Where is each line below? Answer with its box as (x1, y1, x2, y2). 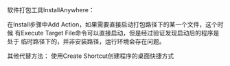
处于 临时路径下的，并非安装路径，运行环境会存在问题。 (7, 37, 165, 46)
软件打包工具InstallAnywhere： (7, 6, 95, 14)
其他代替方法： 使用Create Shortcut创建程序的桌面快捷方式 (7, 52, 174, 60)
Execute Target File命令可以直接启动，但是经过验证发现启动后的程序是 (20, 29, 220, 37)
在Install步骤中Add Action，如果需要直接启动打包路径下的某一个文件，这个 (7, 20, 218, 29)
